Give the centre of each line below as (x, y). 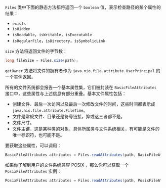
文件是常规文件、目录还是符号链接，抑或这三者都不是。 (68, 116)
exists (19, 24)
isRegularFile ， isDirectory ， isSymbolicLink (59, 41)
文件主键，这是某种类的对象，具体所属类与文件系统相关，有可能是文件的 (86, 129)
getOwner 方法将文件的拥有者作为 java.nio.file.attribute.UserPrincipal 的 (83, 70)
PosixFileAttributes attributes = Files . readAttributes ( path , (70, 180)
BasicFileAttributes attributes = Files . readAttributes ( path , (70, 155)
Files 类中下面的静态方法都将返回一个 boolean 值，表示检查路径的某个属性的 (83, 7)
